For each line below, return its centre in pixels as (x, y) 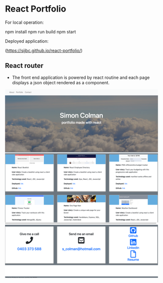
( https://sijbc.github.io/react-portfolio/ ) (44, 50)
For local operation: (24, 22)
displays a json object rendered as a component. (61, 82)
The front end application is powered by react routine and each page (81, 77)
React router (24, 66)
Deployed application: (27, 41)
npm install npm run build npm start (41, 31)
